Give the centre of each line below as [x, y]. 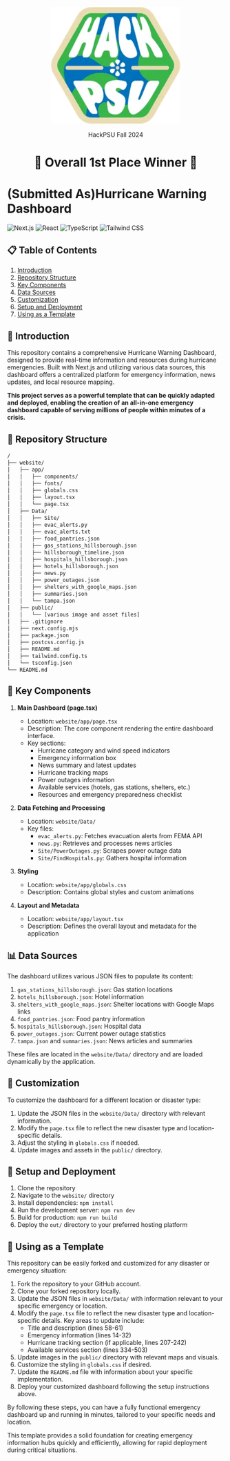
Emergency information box [77, 757]
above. [27, 1394]
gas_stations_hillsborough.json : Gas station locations [95, 989]
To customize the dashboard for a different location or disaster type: [104, 1100]
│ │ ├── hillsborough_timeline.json [66, 553]
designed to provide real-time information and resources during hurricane [112, 360]
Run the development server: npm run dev [76, 1210]
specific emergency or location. [62, 1306]
